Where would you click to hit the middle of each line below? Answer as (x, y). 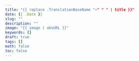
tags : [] (14, 42)
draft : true (17, 37)
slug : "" (14, 19)
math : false (17, 46)
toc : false (16, 51)
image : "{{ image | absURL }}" (37, 28)
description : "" (22, 23)
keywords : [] (18, 32)
